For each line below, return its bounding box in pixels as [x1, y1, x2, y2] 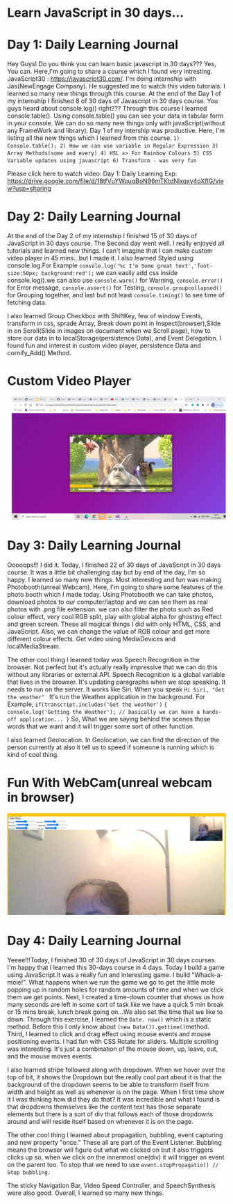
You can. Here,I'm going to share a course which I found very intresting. [7, 68, 213, 76]
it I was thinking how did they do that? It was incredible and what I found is [7, 1095, 221, 1103]
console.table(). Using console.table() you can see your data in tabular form [7, 111, 224, 120]
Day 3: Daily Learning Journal [7, 538, 182, 554]
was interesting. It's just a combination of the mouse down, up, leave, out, [7, 1045, 218, 1053]
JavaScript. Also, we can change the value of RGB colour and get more [7, 627, 210, 635]
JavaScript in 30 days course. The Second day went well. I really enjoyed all [7, 239, 225, 248]
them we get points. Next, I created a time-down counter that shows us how [7, 992, 225, 1001]
